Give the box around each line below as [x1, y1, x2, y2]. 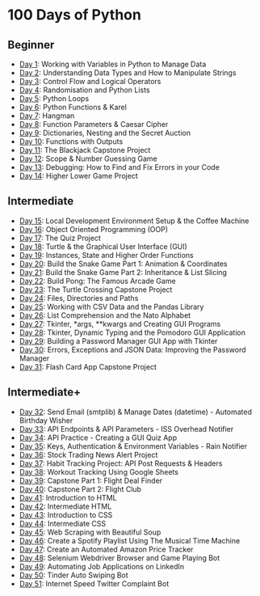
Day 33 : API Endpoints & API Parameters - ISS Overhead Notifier [19, 424, 234, 433]
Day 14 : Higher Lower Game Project [19, 171, 138, 180]
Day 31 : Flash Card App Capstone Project [19, 361, 157, 371]
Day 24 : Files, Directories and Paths [19, 293, 139, 302]
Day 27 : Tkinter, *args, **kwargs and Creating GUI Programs [19, 319, 221, 328]
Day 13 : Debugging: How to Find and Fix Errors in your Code [19, 163, 220, 171]
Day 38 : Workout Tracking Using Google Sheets [19, 467, 179, 476]
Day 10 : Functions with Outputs [19, 137, 124, 146]
